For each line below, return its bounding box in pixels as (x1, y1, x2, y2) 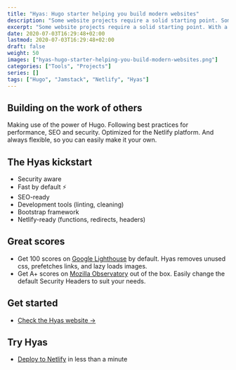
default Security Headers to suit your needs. (17, 276, 146, 285)
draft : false (7, 43, 46, 50)
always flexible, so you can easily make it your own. (7, 135, 157, 144)
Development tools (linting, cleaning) (17, 200, 124, 209)
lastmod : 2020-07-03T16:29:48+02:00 (7, 37, 114, 44)
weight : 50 (7, 50, 39, 57)
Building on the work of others (7, 101, 143, 113)
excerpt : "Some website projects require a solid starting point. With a (7, 23, 228, 30)
